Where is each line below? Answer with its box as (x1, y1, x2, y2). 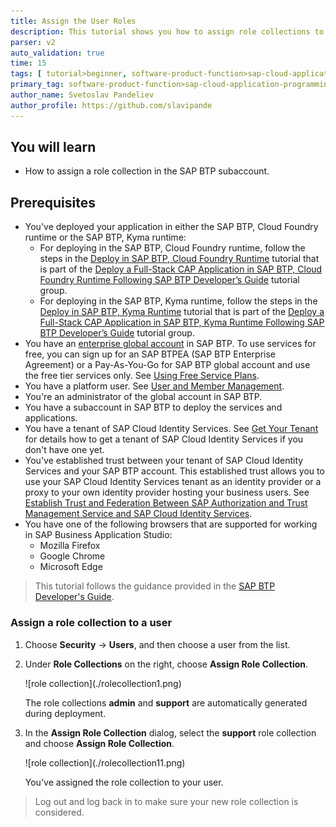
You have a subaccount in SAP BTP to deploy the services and (24, 401, 283, 414)
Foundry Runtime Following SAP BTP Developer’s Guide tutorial (39, 274, 300, 286)
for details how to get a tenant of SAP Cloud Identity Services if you (24, 433, 304, 445)
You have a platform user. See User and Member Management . (24, 380, 285, 392)
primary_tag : (10, 80, 65, 90)
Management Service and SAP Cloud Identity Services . (24, 508, 253, 520)
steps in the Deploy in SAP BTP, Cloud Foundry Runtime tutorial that (39, 253, 320, 265)
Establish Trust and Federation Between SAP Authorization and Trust (24, 497, 308, 509)
